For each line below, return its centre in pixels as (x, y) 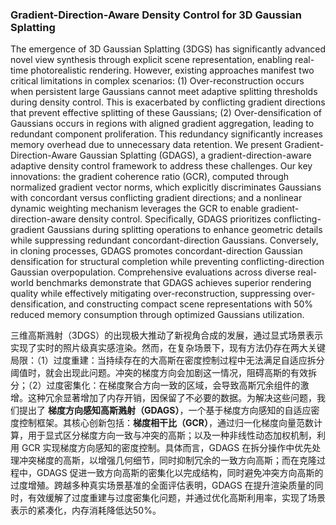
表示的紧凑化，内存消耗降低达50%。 (86, 510)
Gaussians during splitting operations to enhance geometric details (184, 230)
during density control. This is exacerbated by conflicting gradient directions (168, 102)
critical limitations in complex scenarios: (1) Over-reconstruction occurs (157, 81)
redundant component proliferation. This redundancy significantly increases (166, 134)
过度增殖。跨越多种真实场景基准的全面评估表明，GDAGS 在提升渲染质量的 (162, 485)
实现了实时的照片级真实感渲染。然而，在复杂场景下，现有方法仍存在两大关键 (168, 348)
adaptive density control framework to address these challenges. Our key (161, 166)
